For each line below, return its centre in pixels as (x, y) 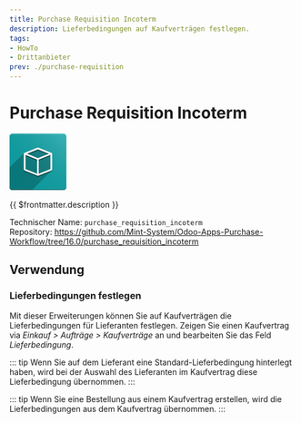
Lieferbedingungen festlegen (75, 296)
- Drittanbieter (40, 58)
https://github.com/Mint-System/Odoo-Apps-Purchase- (159, 231)
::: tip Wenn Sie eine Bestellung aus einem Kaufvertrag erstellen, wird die (145, 398)
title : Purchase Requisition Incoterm (83, 19)
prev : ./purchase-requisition (67, 67)
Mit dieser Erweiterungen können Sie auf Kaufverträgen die (120, 315)
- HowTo (24, 48)
